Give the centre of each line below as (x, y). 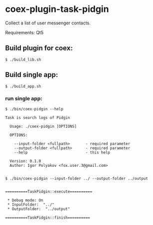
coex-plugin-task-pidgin (57, 9)
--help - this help (62, 152)
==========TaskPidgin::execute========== (49, 191)
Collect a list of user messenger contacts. (48, 23)
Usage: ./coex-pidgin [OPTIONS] (43, 126)
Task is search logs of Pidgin (38, 118)
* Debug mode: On (25, 200)
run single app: (24, 99)
